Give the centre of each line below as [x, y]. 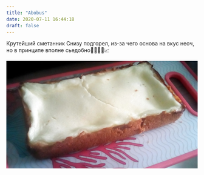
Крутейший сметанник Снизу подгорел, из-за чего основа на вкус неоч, [100, 44]
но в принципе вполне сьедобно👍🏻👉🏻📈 [58, 50]
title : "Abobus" [27, 13]
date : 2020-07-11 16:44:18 [40, 19]
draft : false [23, 25]
